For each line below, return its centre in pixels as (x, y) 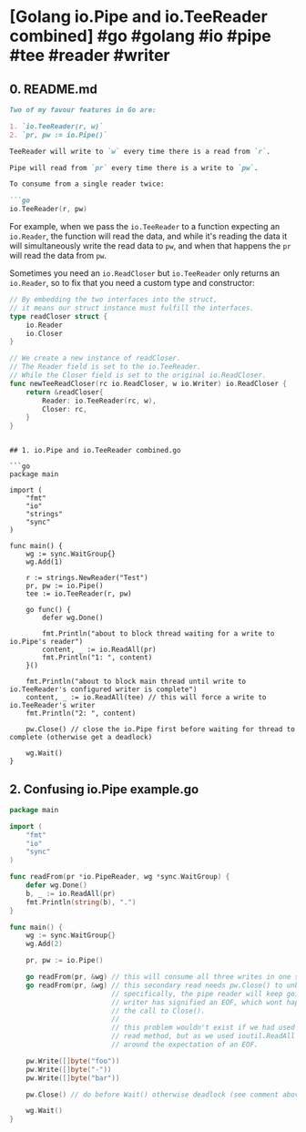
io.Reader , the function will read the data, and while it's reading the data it (148, 236)
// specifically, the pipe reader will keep (197, 994)
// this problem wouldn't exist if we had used (203, 1028)
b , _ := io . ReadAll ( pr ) (71, 893)
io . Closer (45, 333)
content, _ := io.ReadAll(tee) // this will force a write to (146, 698)
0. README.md (54, 89)
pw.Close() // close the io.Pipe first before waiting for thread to (161, 729)
